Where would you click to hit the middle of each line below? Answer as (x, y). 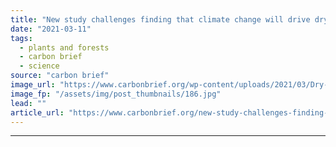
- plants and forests (64, 47)
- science (39, 66)
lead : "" (28, 103)
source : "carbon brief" (60, 76)
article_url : (37, 112)
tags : (21, 38)
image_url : (33, 85)
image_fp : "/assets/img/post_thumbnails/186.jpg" (116, 94)
